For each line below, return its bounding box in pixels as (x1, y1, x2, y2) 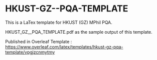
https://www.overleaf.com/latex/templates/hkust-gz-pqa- (5, 44, 124, 50)
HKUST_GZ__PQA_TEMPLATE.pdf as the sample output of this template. (5, 29, 153, 35)
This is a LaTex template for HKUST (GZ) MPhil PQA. (5, 19, 113, 25)
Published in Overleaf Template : (5, 38, 72, 45)
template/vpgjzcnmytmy (5, 49, 55, 55)
